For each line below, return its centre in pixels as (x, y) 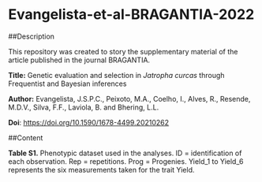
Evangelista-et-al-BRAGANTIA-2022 (131, 15)
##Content (26, 137)
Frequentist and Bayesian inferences (67, 84)
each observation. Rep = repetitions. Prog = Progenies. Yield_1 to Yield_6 (126, 161)
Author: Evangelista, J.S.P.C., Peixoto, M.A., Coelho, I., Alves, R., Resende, (129, 98)
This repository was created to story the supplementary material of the (123, 51)
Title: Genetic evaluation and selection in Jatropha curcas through (116, 75)
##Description (32, 36)
